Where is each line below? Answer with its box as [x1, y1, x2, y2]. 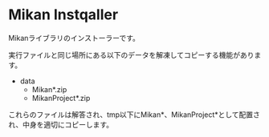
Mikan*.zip [31, 84, 67, 94]
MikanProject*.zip [31, 93, 91, 103]
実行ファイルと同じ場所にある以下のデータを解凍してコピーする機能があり [8, 50, 255, 59]
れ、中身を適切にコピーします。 [8, 119, 114, 129]
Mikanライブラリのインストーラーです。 [8, 33, 141, 42]
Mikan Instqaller [8, 6, 119, 24]
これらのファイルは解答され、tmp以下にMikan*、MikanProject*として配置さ [8, 110, 261, 119]
